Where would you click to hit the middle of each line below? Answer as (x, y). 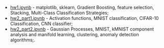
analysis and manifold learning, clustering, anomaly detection (74, 34)
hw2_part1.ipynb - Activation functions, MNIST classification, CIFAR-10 (84, 18)
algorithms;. (23, 40)
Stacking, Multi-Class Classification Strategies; (59, 13)
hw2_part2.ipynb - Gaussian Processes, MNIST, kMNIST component (82, 29)
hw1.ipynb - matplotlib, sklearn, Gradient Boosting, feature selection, (82, 7)
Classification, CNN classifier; (41, 23)
